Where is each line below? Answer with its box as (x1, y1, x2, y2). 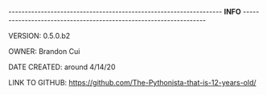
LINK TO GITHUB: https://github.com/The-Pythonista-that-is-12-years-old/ (8, 78, 257, 87)
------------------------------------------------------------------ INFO (8, 7, 241, 16)
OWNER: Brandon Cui (8, 47, 80, 56)
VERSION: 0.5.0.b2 (8, 31, 71, 40)
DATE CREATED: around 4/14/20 (8, 62, 116, 72)
